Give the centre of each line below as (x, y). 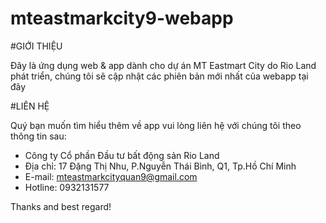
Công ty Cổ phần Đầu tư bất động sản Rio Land (122, 155)
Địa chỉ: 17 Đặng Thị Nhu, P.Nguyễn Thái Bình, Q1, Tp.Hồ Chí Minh (160, 166)
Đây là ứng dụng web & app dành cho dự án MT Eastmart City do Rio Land (163, 65)
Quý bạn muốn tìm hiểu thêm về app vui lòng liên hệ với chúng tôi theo (156, 125)
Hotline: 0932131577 (67, 187)
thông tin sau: (38, 136)
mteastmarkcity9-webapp (122, 18)
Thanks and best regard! (61, 206)
